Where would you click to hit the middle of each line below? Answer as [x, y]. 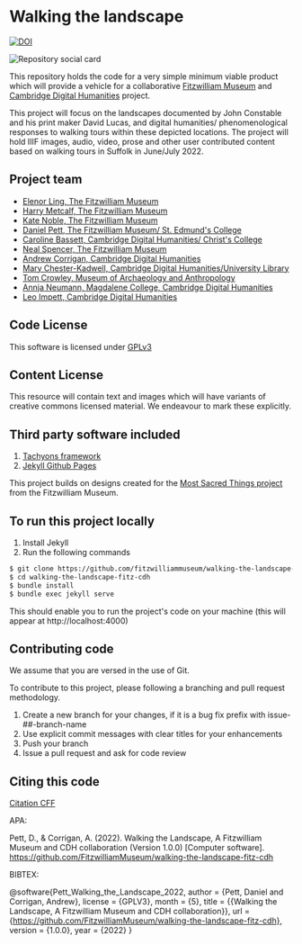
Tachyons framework [62, 456]
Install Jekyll [45, 543]
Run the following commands [76, 552]
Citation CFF [32, 804]
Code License [49, 325]
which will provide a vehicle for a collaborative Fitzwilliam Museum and [141, 85]
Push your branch [55, 743]
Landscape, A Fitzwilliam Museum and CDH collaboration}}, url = [129, 912]
